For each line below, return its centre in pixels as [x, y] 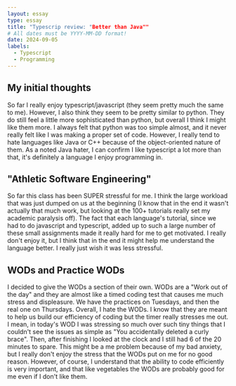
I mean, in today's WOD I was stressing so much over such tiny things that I [117, 324]
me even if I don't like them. [47, 377]
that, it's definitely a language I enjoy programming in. [85, 157]
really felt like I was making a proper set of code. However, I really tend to [113, 135]
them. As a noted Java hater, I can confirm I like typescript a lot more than [114, 149]
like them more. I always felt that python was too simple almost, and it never [117, 127]
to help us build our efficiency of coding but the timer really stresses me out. [118, 317]
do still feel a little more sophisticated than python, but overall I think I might [117, 119]
